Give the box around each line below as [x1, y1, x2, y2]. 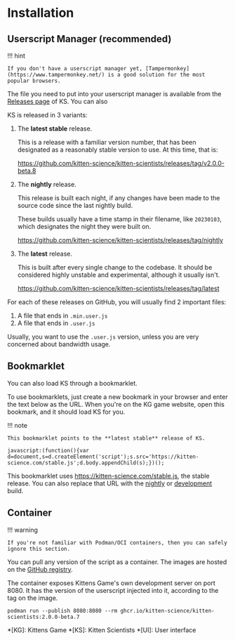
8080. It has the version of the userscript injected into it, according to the [7, 586, 219, 594]
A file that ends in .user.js [17, 319, 95, 327]
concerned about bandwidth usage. [7, 340, 111, 348]
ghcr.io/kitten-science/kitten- [120, 607, 215, 614]
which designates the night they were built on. [17, 223, 152, 230]
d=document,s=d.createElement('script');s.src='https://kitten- [7, 453, 199, 460]
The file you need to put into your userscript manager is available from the [7, 90, 222, 98]
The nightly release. [17, 181, 77, 188]
